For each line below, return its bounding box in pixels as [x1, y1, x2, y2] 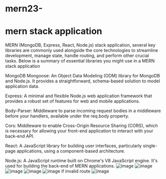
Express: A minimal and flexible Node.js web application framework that [5, 93, 153, 99]
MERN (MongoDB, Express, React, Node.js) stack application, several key [5, 42, 156, 48]
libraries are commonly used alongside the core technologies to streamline [5, 48, 158, 54]
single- [143, 143, 158, 149]
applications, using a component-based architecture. [16, 148, 125, 154]
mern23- [5, 3, 43, 14]
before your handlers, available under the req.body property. [5, 113, 129, 119]
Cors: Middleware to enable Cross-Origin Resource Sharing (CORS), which [5, 122, 158, 129]
